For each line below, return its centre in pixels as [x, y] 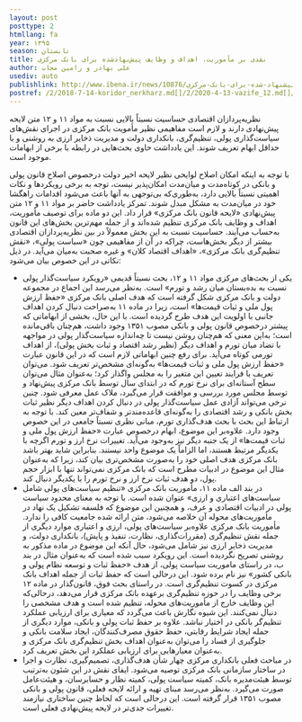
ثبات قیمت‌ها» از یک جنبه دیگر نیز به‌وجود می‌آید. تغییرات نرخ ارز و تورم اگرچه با [154, 440]
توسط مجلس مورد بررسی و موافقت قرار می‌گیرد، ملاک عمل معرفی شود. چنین [155, 392]
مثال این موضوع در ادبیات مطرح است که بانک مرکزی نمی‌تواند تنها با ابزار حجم [153, 468]
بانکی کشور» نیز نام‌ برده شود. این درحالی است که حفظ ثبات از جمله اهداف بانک [157, 574]
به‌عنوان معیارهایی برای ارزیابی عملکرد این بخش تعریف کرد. [122, 650]
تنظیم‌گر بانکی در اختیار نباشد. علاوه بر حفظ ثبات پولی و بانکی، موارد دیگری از [152, 621]
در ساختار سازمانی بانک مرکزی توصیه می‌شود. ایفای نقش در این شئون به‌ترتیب [154, 669]
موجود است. [31, 156]
